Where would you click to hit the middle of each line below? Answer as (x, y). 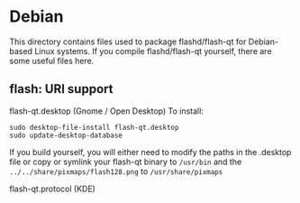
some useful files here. (52, 60)
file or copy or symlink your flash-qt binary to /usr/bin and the (126, 161)
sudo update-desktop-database (66, 135)
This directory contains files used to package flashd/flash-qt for (128, 42)
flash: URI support (61, 89)
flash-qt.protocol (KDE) (53, 189)
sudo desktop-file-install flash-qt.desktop (94, 127)
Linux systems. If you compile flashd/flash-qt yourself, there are (153, 51)
